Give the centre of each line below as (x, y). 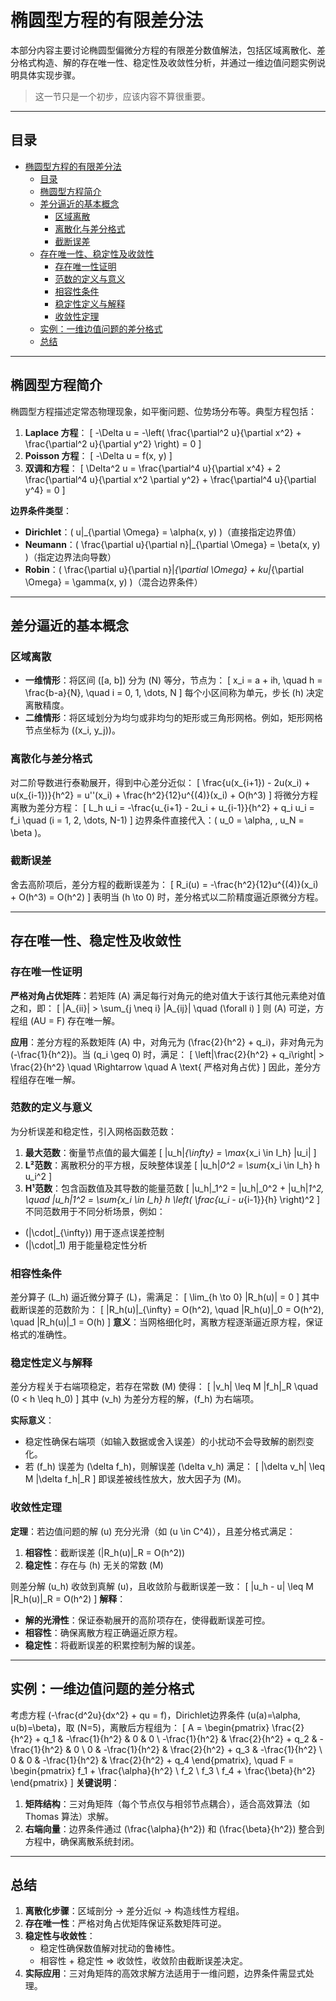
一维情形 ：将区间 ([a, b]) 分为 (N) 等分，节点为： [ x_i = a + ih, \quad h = (173, 680)
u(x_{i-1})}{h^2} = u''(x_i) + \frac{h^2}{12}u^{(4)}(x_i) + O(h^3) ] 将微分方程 (164, 795)
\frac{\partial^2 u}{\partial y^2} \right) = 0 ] (113, 443)
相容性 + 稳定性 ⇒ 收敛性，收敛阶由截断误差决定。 (143, 1961)
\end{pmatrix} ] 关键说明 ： (65, 1782)
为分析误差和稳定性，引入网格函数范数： (93, 1131)
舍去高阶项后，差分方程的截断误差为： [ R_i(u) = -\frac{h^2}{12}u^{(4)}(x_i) (164, 884)
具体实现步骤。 (49, 75)
